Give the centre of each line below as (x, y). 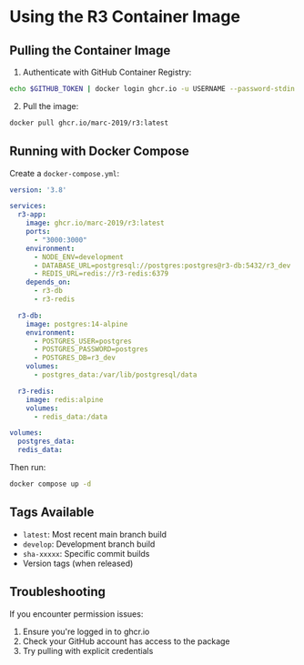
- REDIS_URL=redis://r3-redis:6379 (101, 274)
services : (28, 207)
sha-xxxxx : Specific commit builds (86, 553)
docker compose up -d (51, 484)
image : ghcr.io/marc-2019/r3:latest (96, 223)
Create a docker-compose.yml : (65, 173)
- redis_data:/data (70, 417)
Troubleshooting (58, 592)
